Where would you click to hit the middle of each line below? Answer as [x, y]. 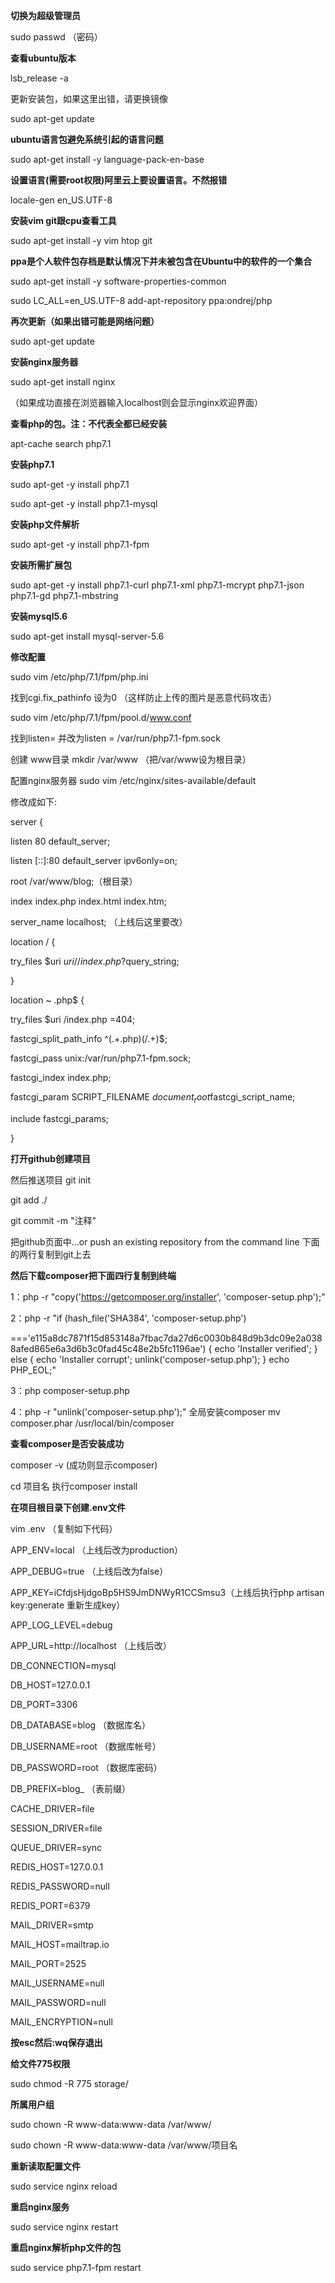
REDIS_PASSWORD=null [60, 1886]
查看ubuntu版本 [43, 58]
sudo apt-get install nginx [63, 382]
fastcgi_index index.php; [61, 1077]
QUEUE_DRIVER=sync [56, 1847]
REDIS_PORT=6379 [50, 1905]
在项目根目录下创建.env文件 [68, 1507]
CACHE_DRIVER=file [52, 1808]
